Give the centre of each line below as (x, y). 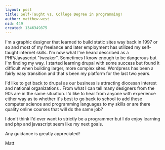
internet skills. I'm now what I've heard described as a (74, 53)
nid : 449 (14, 23)
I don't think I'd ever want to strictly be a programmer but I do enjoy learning (83, 119)
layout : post (19, 10)
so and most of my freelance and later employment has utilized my (73, 47)
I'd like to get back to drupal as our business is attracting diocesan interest (81, 83)
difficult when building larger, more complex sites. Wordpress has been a (80, 68)
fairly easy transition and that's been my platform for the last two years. (78, 74)
